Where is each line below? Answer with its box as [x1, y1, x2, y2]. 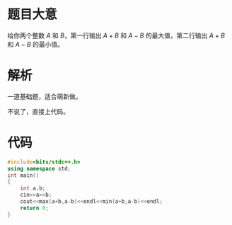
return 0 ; [20, 204, 50, 212]
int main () [7, 171, 40, 179]
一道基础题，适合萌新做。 [7, 92, 82, 100]
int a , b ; [20, 185, 46, 192]
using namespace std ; [7, 165, 71, 172]
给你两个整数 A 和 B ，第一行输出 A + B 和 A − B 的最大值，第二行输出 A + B [7, 31, 225, 40]
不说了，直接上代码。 [7, 107, 69, 115]
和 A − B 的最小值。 [7, 40, 64, 48]
